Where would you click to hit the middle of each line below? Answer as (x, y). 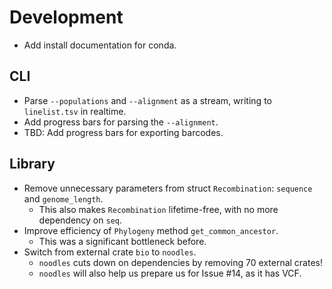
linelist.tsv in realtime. (75, 111)
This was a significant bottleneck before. (122, 241)
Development (66, 17)
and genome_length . (63, 198)
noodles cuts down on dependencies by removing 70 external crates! (180, 262)
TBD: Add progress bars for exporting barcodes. (123, 132)
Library (32, 164)
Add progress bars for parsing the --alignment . (121, 122)
